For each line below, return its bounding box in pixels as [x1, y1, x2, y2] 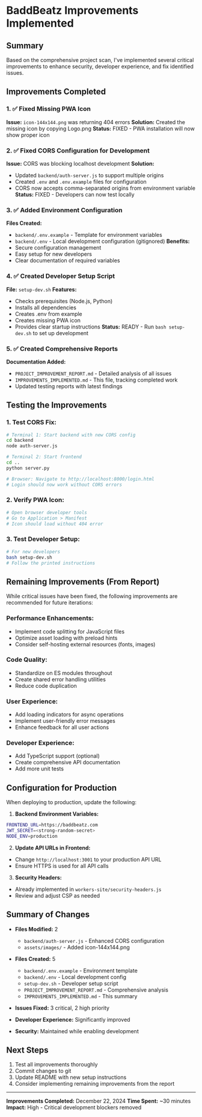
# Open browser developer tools [6, 509, 87, 515]
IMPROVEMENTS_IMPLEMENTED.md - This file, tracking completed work [14, 376, 178, 383]
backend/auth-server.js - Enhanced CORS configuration [23, 937, 164, 944]
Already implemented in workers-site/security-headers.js [14, 886, 162, 893]
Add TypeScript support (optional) [14, 752, 100, 760]
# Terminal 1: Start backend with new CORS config [6, 432, 136, 438]
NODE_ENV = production [6, 833, 58, 839]
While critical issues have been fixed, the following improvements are [6, 593, 178, 600]
